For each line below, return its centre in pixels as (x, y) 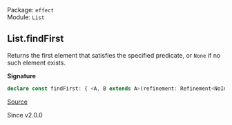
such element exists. (36, 62)
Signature (22, 76)
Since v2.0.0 (25, 115)
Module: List (26, 17)
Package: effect (31, 10)
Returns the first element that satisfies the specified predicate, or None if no (114, 55)
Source (17, 102)
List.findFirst (36, 39)
